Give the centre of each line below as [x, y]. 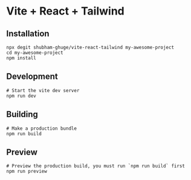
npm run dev [21, 96]
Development [32, 77]
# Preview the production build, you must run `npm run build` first [96, 166]
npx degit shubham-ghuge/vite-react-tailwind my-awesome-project [90, 47]
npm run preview [27, 172]
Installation [28, 34]
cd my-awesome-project [35, 53]
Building [22, 114]
